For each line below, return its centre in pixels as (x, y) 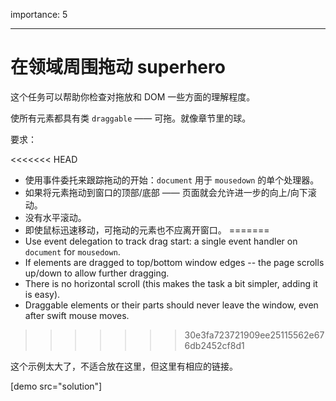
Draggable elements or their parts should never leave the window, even (171, 305)
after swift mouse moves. (77, 315)
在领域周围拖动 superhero (118, 67)
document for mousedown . (72, 251)
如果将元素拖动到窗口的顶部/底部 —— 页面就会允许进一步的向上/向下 (166, 192)
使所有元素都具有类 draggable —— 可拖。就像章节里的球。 (131, 118)
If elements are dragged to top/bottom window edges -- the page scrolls (174, 262)
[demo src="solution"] (56, 386)
